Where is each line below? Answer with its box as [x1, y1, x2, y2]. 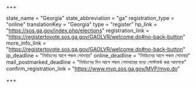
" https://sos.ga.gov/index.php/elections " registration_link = [6, 27, 150, 34]
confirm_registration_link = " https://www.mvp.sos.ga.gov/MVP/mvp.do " [6, 65, 181, 72]
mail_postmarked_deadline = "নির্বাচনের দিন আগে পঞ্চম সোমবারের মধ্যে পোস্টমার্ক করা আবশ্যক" [6, 59, 187, 65]
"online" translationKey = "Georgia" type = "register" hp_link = [6, 21, 157, 28]
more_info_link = [6, 39, 46, 46]
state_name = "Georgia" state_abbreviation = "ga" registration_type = [6, 15, 175, 21]
